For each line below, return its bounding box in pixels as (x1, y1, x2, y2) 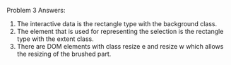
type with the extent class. (16, 35, 95, 43)
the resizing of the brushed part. (16, 49, 112, 58)
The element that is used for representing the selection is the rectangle (16, 28, 224, 35)
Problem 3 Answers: (6, 6, 66, 14)
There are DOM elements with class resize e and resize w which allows (16, 42, 224, 50)
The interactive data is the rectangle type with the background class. (16, 20, 217, 28)
